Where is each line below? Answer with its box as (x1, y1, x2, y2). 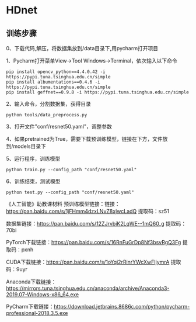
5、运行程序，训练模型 (6, 155, 61, 162)
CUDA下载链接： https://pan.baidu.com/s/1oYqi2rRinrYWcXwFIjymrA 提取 (6, 258, 181, 265)
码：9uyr (6, 266, 28, 272)
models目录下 (13, 143, 47, 150)
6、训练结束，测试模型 (6, 178, 61, 185)
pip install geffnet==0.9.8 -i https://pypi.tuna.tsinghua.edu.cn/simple (6, 89, 190, 95)
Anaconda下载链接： (6, 278, 57, 285)
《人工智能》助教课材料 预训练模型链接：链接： (6, 200, 120, 207)
